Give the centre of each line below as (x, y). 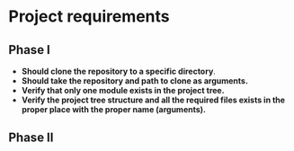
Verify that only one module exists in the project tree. (123, 90)
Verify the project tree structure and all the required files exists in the (153, 100)
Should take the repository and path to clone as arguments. (135, 81)
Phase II (31, 138)
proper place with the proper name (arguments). (114, 109)
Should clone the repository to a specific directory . (119, 71)
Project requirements (89, 17)
